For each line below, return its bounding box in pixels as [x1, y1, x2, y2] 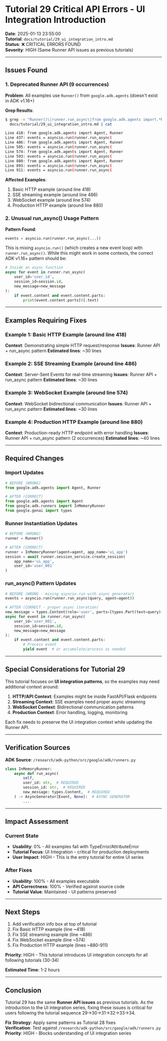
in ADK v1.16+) [5, 97, 35, 103]
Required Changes [5, 454, 64, 463]
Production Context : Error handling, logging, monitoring [12, 709, 128, 715]
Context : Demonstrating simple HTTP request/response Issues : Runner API [5, 343, 161, 348]
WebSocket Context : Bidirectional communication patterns [12, 704, 134, 710]
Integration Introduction [5, 14, 106, 25]
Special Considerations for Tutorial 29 [5, 665, 125, 674]
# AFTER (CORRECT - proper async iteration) [5, 605, 99, 610]
